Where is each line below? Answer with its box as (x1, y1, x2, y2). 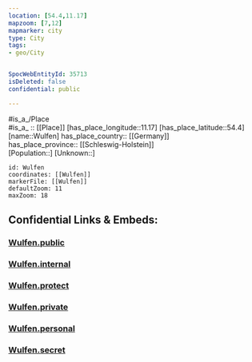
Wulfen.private (8, 301, 69, 312)
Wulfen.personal (8, 323, 76, 334)
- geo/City (8, 49, 45, 57)
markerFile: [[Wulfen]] (8, 177, 88, 185)
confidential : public (8, 85, 81, 93)
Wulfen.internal (8, 258, 71, 269)
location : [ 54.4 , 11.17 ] (8, 11, 88, 20)
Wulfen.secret (8, 344, 66, 356)
